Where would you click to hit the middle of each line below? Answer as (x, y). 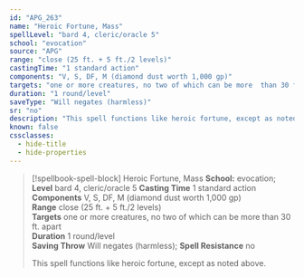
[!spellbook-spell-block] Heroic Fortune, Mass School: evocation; (153, 178)
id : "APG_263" (36, 18)
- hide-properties (52, 152)
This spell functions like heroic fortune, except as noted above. (149, 263)
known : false (34, 128)
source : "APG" (36, 52)
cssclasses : (32, 136)
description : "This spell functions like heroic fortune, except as (141, 119)
